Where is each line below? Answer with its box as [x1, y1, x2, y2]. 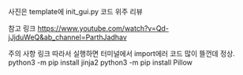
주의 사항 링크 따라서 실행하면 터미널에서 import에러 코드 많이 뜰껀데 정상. [8, 49, 235, 58]
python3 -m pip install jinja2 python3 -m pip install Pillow [8, 58, 193, 67]
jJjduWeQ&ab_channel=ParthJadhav [8, 32, 128, 42]
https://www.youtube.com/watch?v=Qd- [37, 24, 170, 33]
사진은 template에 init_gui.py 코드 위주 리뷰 [8, 7, 144, 16]
